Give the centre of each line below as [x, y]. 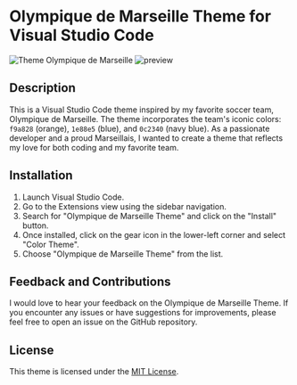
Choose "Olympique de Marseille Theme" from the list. [123, 254]
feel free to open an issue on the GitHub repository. [103, 322]
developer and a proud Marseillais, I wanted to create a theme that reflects [146, 138]
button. [35, 225]
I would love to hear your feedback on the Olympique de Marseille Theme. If [149, 303]
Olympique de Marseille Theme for [140, 16]
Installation [41, 176]
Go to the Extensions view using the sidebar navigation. [124, 206]
